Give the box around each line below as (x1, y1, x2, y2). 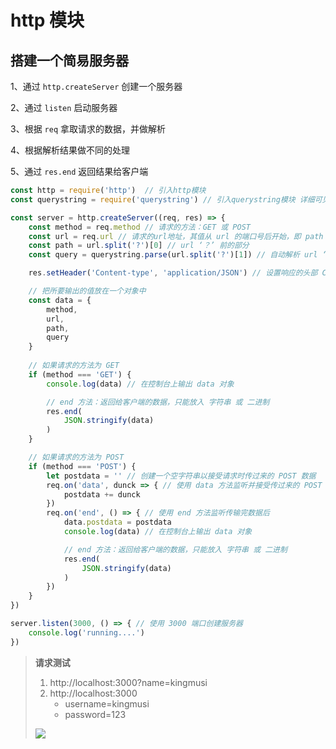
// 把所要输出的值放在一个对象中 (28, 286, 147, 296)
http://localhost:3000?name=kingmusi (49, 676, 208, 688)
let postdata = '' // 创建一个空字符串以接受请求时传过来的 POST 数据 (46, 471, 317, 481)
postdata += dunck (63, 489, 141, 500)
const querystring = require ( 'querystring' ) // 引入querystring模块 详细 (10, 194, 315, 205)
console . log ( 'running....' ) (28, 627, 145, 638)
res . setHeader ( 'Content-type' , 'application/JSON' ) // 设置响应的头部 (28, 268, 318, 278)
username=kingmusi (64, 697, 150, 710)
